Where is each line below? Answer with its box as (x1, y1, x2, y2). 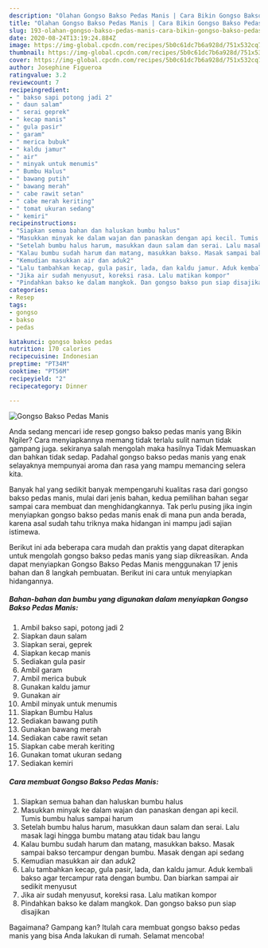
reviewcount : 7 (9, 78, 60, 86)
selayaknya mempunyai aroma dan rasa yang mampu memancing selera (9, 460, 246, 470)
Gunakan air (20, 691, 60, 701)
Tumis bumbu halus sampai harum (20, 814, 134, 824)
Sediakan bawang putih (20, 716, 99, 726)
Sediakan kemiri (20, 759, 74, 768)
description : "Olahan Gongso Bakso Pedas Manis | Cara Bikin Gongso (9, 11, 241, 20)
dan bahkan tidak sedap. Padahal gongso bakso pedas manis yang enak (9, 452, 247, 461)
